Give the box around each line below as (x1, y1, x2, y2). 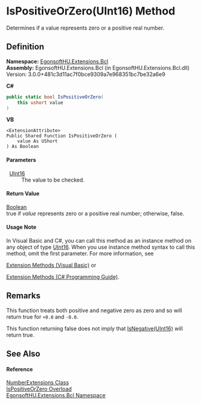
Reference (6, 365, 33, 372)
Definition (6, 42, 44, 52)
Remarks (6, 291, 41, 301)
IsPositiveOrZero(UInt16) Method (6, 4, 176, 18)
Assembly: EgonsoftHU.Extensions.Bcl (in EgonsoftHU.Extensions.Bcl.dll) (6, 64, 190, 71)
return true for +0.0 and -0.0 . (6, 313, 78, 320)
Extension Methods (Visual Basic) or (6, 261, 97, 269)
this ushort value (17, 100, 63, 106)
